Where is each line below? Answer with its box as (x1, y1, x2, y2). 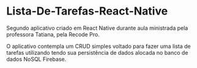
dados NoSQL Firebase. (6, 55, 67, 63)
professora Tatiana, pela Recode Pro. (6, 30, 100, 38)
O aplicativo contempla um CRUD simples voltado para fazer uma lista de (6, 42, 191, 50)
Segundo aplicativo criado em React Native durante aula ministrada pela (6, 24, 188, 32)
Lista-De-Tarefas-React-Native (6, 4, 168, 18)
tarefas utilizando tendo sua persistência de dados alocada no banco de (6, 49, 188, 56)
